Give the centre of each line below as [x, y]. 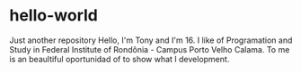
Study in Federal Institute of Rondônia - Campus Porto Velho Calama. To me [150, 49]
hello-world [54, 16]
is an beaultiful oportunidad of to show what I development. [120, 59]
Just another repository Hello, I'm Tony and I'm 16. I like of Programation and [151, 40]
